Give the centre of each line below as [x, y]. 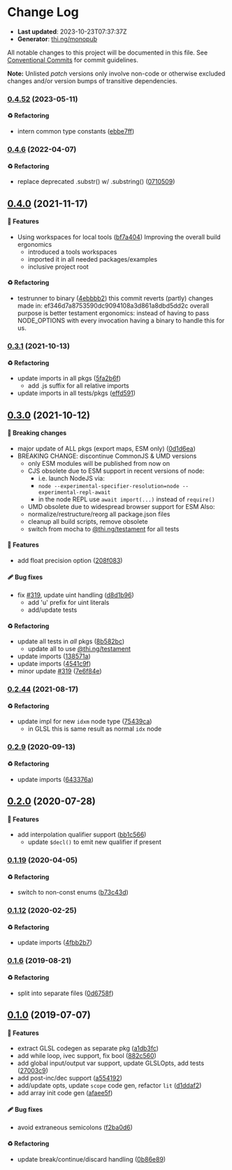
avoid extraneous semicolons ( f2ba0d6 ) [75, 1127]
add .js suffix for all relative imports [78, 386]
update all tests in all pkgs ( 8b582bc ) [71, 641]
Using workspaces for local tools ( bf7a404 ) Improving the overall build [119, 237]
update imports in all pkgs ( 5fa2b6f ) [69, 378]
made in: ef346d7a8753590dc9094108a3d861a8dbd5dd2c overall [113, 306]
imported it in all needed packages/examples [93, 259]
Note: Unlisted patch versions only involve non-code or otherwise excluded [116, 73]
